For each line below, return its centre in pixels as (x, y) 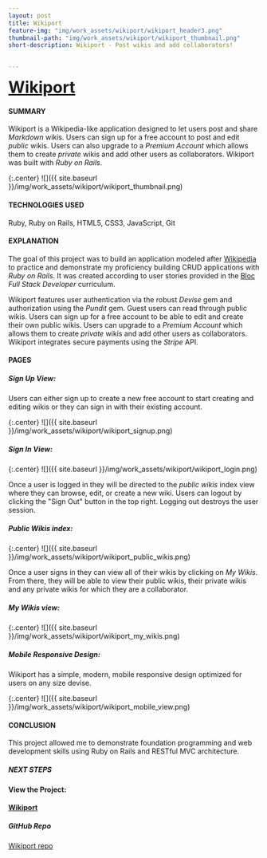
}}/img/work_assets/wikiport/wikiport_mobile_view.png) (99, 707)
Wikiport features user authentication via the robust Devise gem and (120, 299)
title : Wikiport (35, 23)
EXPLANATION (33, 241)
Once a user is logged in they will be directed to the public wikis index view (132, 485)
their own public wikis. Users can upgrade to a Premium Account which (126, 325)
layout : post (30, 16)
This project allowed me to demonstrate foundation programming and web (130, 743)
